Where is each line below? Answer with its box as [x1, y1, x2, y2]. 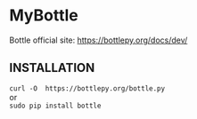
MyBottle [9, 5, 78, 26]
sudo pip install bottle [9, 101, 102, 110]
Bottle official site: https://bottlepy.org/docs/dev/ [9, 35, 188, 45]
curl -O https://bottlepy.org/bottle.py [9, 83, 166, 93]
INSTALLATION [9, 60, 95, 75]
